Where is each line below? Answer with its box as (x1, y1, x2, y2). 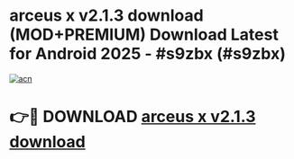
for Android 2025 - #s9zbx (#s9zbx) (9, 44, 286, 64)
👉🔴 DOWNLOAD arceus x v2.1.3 (9, 107, 256, 127)
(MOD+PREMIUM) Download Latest (9, 24, 280, 45)
